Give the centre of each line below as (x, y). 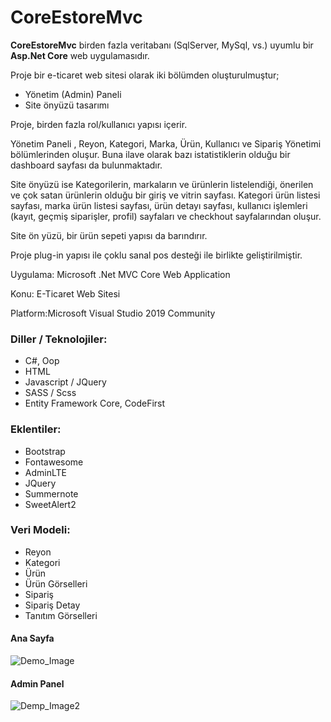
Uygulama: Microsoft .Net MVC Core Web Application (120, 274)
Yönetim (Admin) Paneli (73, 94)
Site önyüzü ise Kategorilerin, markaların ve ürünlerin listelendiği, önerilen (162, 184)
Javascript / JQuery (65, 382)
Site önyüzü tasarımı (67, 105)
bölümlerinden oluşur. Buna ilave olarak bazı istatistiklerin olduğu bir (150, 154)
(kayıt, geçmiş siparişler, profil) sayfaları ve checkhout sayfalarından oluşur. (166, 216)
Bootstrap (45, 451)
